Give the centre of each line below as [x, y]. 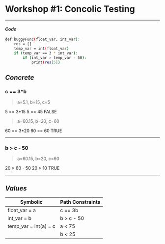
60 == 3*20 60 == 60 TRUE [34, 131]
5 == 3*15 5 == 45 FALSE [31, 112]
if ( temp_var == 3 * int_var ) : [46, 53]
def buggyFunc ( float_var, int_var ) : [42, 40]
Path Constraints [80, 202]
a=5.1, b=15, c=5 [34, 102]
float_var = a [22, 211]
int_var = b [20, 218]
